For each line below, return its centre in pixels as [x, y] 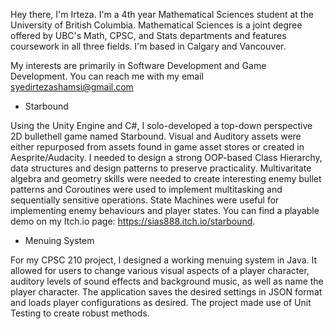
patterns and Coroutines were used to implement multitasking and [146, 189]
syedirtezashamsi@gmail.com [72, 87]
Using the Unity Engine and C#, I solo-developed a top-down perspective [161, 125]
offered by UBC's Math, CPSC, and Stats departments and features [148, 35]
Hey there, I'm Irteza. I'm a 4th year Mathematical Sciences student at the [162, 14]
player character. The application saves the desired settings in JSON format [166, 292]
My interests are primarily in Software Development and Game [138, 65]
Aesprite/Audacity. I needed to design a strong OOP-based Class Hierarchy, [166, 157]
